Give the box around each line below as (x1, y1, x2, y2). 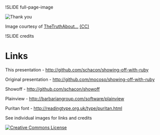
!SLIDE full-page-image (5, 4, 53, 10)
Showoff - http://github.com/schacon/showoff (5, 86, 100, 92)
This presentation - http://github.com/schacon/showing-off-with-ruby (5, 67, 149, 72)
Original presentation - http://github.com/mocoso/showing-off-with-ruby (5, 76, 155, 82)
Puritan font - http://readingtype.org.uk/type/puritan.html (5, 105, 123, 111)
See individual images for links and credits (5, 115, 92, 121)
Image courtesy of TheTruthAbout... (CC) (5, 23, 90, 29)
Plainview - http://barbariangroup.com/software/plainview (5, 95, 125, 101)
